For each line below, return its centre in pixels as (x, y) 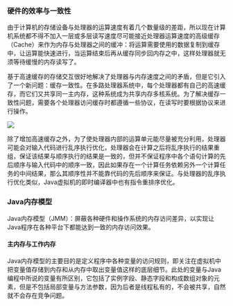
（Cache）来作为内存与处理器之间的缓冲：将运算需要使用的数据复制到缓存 (114, 45)
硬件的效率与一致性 (39, 10)
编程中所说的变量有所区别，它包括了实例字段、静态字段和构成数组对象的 (110, 278)
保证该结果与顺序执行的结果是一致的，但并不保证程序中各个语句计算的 (119, 156)
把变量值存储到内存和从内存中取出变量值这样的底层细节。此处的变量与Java (114, 269)
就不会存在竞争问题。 (37, 295)
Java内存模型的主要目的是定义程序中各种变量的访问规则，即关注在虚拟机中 (114, 260)
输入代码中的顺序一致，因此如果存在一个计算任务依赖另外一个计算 (125, 165)
